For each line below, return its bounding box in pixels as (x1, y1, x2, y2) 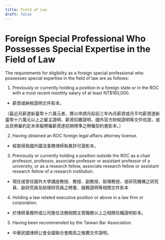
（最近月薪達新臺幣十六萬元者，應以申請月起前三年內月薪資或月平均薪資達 (5, 111, 156, 117)
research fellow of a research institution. (12, 168, 94, 175)
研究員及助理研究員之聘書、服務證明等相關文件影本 (25, 185, 129, 191)
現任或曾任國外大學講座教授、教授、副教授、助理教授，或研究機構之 (12, 179, 150, 184)
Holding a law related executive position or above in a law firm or (12, 195, 144, 201)
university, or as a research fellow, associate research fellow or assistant (12, 163, 159, 169)
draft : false (5, 12, 32, 17)
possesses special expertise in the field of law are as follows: (5, 75, 129, 81)
